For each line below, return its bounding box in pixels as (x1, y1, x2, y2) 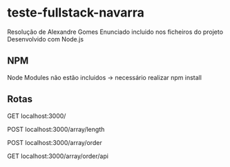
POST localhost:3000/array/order (7, 138, 102, 146)
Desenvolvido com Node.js (7, 35, 84, 43)
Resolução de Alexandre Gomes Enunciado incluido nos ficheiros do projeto (7, 28, 223, 36)
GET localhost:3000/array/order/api (7, 152, 109, 160)
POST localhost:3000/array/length (7, 125, 105, 133)
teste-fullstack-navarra (7, 5, 145, 21)
